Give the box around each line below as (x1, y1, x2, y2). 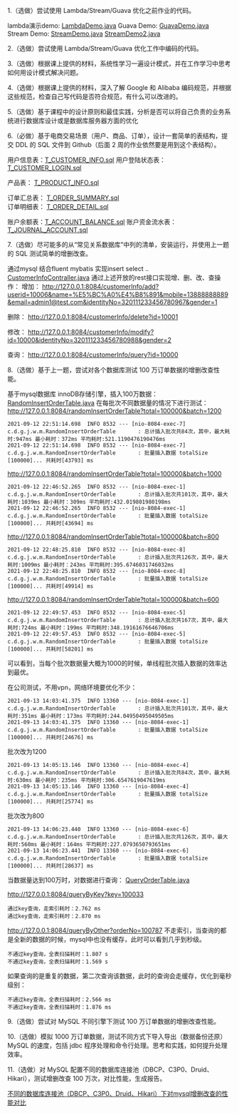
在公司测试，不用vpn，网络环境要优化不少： (7, 683, 137, 691)
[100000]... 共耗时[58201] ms (7, 646, 94, 653)
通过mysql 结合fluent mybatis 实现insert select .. (7, 265, 149, 273)
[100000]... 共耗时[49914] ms (7, 583, 94, 590)
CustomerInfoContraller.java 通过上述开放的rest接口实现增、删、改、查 (7, 273, 215, 282)
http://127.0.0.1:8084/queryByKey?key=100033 (7, 890, 144, 898)
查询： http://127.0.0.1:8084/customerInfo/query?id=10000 (7, 350, 179, 359)
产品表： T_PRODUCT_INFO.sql (7, 178, 100, 187)
